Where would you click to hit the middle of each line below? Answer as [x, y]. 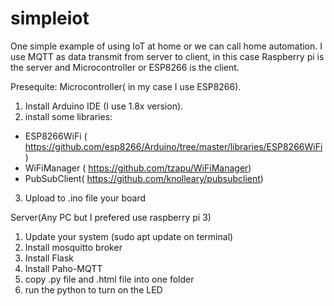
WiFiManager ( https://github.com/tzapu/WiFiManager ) [138, 168]
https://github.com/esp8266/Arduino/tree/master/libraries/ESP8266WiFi [173, 146]
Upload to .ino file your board [85, 198]
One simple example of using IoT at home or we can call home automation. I [166, 46]
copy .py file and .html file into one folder [109, 279]
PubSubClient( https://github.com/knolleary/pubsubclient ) [144, 178]
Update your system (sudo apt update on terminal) [129, 236]
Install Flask [49, 258]
